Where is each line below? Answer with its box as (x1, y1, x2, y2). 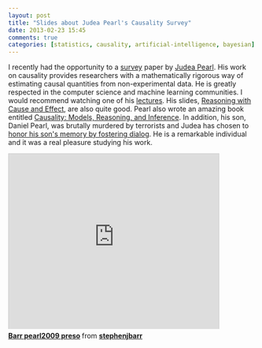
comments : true (8, 33, 58, 42)
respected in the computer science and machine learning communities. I (8, 87, 243, 97)
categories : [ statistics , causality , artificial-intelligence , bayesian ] (8, 41, 256, 49)
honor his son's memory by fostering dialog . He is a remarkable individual (8, 129, 247, 139)
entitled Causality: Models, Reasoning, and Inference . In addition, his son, (8, 113, 246, 122)
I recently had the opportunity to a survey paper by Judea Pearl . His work (8, 62, 246, 72)
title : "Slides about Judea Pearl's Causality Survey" (8, 19, 192, 27)
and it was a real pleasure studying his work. (8, 138, 153, 147)
